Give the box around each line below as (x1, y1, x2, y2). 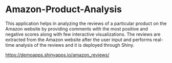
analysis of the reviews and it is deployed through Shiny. (15, 42, 135, 48)
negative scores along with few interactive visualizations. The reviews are (5, 31, 161, 37)
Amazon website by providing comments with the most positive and (5, 25, 148, 31)
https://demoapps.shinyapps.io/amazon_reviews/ (5, 52, 110, 58)
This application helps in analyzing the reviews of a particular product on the (5, 20, 167, 26)
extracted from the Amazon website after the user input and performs (5, 37, 153, 43)
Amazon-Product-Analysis (5, 4, 122, 15)
